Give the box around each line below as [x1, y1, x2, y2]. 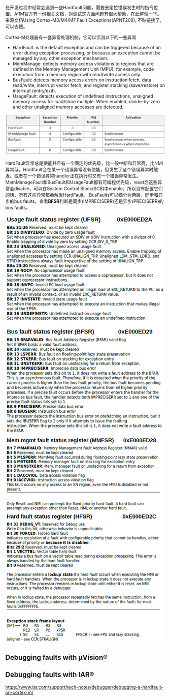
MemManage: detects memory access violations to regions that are [12, 60, 154, 67]
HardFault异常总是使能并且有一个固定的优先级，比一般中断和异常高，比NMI [5, 160, 163, 166]
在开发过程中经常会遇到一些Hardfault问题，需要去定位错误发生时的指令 [5, 5, 154, 10]
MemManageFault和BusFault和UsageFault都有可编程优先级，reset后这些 [5, 179, 158, 185]
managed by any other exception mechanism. [12, 55, 109, 61]
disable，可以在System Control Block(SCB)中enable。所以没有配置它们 [14, 185, 163, 192]
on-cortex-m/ [5, 689, 34, 695]
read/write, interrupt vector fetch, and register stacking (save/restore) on [12, 82, 165, 88]
